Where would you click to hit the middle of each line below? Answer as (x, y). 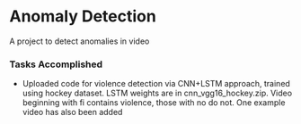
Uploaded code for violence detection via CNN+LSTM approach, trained (156, 84)
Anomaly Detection (83, 17)
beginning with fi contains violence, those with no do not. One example (154, 103)
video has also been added (72, 112)
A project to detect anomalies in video (80, 41)
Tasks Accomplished (56, 64)
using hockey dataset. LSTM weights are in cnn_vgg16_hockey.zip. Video (157, 93)
